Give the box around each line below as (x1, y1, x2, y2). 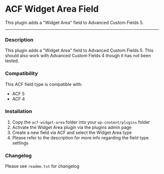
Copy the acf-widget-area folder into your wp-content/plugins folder (12, 119, 150, 125)
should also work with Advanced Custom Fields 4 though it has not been (5, 53, 151, 59)
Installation (5, 108, 33, 115)
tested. (5, 58, 20, 64)
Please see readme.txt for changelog (5, 163, 80, 169)
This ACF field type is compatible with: (5, 81, 83, 87)
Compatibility (5, 70, 38, 77)
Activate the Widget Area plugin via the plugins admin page (12, 124, 132, 130)
